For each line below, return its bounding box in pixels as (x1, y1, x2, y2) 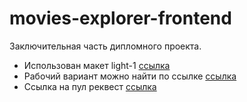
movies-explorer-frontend (9, 7, 232, 30)
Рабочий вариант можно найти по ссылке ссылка (23, 70, 237, 82)
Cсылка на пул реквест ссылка (23, 80, 157, 92)
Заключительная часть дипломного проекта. (9, 40, 202, 52)
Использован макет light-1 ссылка (23, 59, 171, 71)
